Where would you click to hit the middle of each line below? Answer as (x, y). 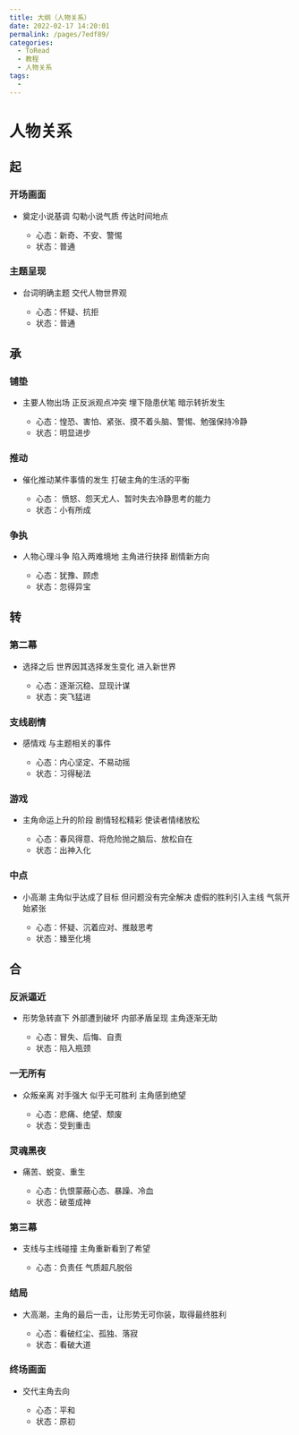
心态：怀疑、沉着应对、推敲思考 (94, 927)
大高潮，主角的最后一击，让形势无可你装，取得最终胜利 (124, 1314)
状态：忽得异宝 (63, 586)
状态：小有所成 (63, 509)
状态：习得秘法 (63, 773)
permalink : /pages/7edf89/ (60, 34)
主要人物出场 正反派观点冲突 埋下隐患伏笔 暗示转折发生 (124, 403)
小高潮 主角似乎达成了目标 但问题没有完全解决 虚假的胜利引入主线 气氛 (152, 897)
